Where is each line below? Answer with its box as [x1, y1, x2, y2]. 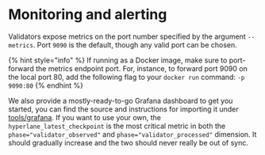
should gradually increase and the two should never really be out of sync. [8, 138, 248, 147]
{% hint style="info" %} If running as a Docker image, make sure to [8, 55, 228, 65]
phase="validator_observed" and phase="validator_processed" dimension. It [8, 129, 257, 139]
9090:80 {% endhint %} [8, 81, 83, 90]
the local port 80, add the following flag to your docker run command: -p [8, 72, 245, 81]
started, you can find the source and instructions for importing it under [8, 104, 239, 114]
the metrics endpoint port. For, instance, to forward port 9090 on [35, 63, 248, 73]
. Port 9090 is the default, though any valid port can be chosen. [33, 40, 238, 49]
